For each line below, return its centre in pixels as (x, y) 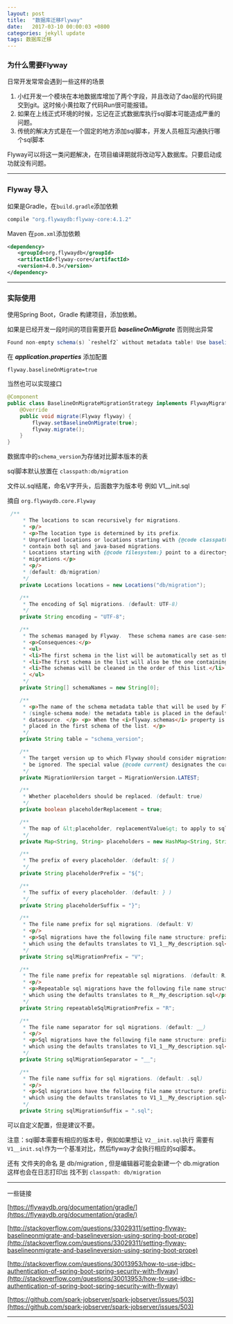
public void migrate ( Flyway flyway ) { (76, 416)
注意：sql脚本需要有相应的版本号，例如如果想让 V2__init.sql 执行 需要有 (111, 1140)
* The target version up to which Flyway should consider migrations (125, 758)
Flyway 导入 (28, 190)
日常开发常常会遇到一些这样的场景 (56, 81)
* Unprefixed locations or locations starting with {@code (110, 540)
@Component (23, 397)
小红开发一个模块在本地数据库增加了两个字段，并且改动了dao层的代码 (117, 96)
